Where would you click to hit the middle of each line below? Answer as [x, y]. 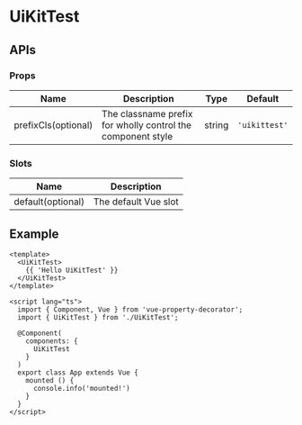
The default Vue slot [136, 202]
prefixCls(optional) [53, 125]
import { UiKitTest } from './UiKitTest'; [98, 317]
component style [138, 136]
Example [34, 234]
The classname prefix [147, 113]
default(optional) [49, 202]
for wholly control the [147, 125]
